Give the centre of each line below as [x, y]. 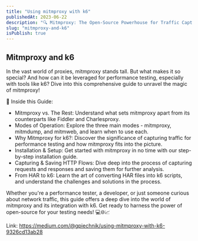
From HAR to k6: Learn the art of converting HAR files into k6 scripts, [98, 175]
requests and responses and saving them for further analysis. [89, 169]
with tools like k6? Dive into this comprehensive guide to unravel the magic [97, 83]
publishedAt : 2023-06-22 [37, 17]
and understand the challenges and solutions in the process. [88, 181]
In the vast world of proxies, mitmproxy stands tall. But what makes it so [93, 71]
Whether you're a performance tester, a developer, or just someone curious [98, 193]
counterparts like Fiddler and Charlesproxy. [67, 119]
